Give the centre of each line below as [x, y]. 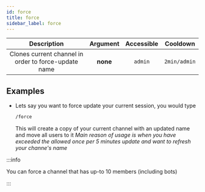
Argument [104, 44]
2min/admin [180, 62]
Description [46, 44]
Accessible [142, 44]
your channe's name [41, 148]
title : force [23, 18]
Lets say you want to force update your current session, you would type [106, 106]
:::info [13, 160]
